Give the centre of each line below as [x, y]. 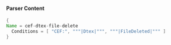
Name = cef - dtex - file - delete [42, 26]
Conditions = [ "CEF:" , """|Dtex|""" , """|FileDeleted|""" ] [89, 31]
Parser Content [25, 8]
